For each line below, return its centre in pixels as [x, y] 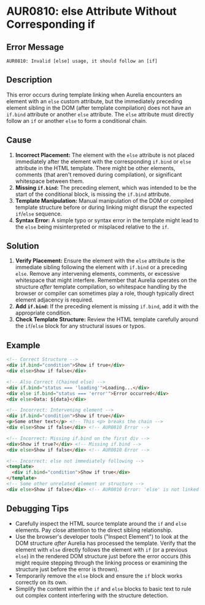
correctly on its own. [41, 582]
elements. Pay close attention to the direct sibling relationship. [94, 530]
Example [23, 345]
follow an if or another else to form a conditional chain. [77, 120]
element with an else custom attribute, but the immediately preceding [95, 101]
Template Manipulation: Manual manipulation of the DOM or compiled [104, 200]
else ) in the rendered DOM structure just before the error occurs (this [103, 556]
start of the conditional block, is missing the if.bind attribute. [93, 194]
